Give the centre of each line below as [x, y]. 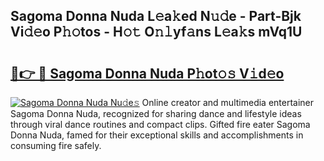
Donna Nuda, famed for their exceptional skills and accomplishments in [157, 135]
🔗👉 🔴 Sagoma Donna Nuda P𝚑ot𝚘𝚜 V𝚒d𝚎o [147, 73]
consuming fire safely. [56, 145]
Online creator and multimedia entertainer [228, 102]
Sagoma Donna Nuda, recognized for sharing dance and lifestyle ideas [156, 113]
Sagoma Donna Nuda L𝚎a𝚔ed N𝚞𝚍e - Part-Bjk [156, 16]
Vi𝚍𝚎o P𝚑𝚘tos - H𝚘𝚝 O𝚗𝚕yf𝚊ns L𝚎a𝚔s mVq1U [156, 32]
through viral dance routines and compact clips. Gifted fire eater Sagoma [160, 124]
